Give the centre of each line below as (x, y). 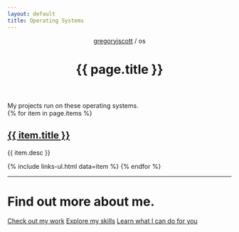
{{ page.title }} (119, 69)
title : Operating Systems (46, 21)
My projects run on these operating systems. (73, 105)
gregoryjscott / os (119, 40)
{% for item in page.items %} (50, 113)
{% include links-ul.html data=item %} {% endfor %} (84, 166)
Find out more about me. (81, 201)
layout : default (31, 14)
